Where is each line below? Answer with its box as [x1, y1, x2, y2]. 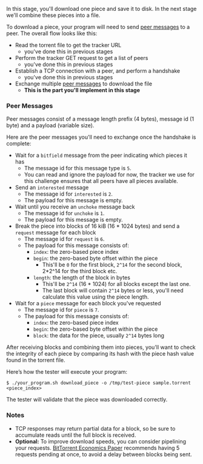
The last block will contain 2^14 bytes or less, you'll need [42, 287, 184, 294]
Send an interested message [15, 184, 89, 191]
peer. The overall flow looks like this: [6, 30, 98, 37]
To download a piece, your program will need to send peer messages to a [6, 24, 190, 30]
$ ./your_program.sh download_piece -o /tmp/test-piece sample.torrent [6, 380, 191, 386]
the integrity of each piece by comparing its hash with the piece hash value [6, 350, 195, 357]
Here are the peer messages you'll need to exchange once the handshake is [6, 133, 196, 141]
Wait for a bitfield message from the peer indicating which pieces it [15, 151, 187, 159]
